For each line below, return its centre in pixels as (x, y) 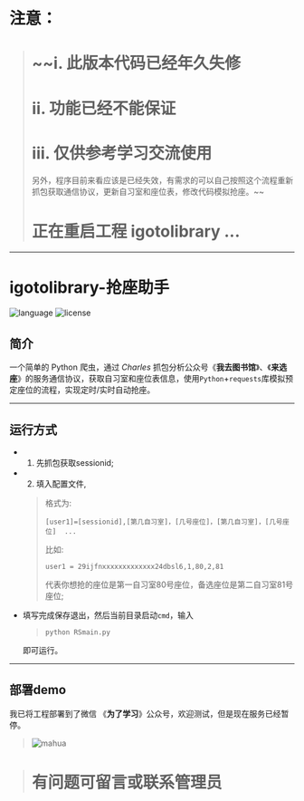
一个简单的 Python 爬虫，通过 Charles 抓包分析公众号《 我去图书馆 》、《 (140, 367)
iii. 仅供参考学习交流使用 (122, 153)
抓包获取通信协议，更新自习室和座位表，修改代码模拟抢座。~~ (148, 191)
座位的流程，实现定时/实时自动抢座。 (86, 390)
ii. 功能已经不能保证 (104, 108)
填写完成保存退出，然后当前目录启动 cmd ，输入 (108, 615)
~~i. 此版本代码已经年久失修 (136, 63)
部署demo (38, 690)
